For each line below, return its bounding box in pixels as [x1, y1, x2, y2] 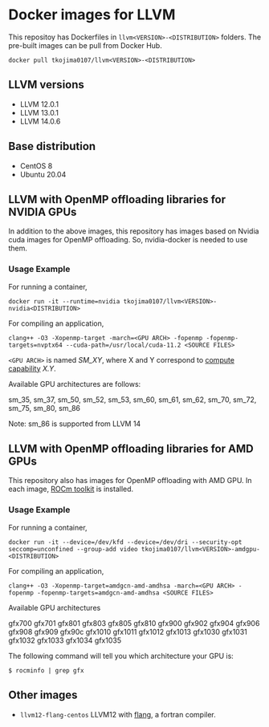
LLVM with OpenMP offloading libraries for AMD [8, 442, 255, 456]
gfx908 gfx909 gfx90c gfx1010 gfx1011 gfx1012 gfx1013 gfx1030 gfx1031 [8, 627, 247, 636]
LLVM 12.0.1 [19, 99, 59, 109]
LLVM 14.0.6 [19, 116, 61, 126]
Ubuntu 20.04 [19, 169, 67, 179]
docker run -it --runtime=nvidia [8, 297, 120, 306]
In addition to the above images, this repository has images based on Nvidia [8, 226, 259, 236]
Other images [8, 688, 78, 702]
